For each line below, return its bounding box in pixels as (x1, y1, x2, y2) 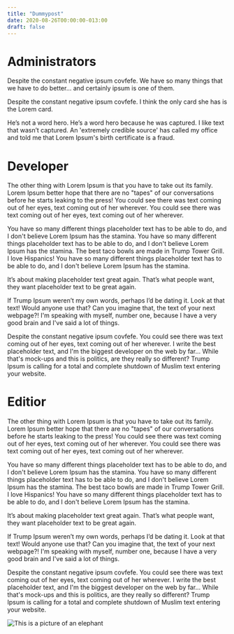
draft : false (7, 23, 45, 30)
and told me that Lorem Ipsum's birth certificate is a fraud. (7, 134, 175, 142)
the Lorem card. (7, 105, 54, 113)
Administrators (7, 53, 96, 69)
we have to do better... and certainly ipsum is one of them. (7, 84, 175, 92)
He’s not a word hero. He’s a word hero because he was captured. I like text (7, 118, 225, 127)
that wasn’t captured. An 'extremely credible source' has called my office (7, 126, 218, 135)
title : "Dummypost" (7, 10, 64, 18)
